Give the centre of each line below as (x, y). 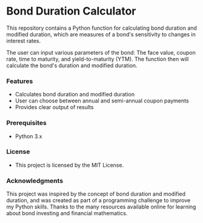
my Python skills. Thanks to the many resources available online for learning (101, 207)
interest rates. (24, 41)
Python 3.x (28, 136)
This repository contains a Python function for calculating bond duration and (101, 28)
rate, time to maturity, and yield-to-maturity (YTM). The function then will (98, 59)
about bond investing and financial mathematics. (67, 213)
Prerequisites (26, 123)
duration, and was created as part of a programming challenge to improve (98, 201)
